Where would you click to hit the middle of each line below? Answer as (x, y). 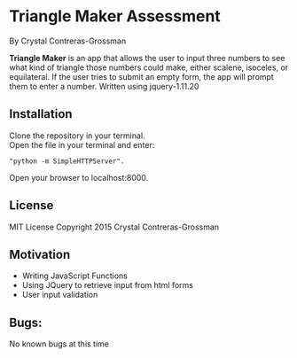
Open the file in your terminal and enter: (82, 144)
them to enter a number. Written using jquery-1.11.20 (104, 86)
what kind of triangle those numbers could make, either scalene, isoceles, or (149, 67)
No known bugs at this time (59, 344)
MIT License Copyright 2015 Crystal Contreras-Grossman (114, 227)
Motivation (40, 254)
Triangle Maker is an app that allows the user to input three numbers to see (147, 58)
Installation (41, 114)
